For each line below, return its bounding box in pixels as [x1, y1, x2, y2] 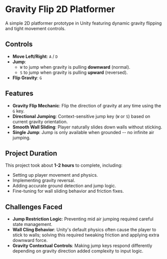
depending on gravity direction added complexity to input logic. [12, 248, 143, 254]
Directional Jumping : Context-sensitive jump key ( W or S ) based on [12, 113, 150, 119]
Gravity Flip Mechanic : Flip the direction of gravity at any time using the [12, 102, 161, 108]
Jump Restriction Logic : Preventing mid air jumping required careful [12, 216, 153, 222]
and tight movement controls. [5, 25, 66, 31]
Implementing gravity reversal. [12, 177, 75, 184]
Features [5, 89, 33, 98]
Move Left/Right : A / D [12, 53, 58, 59]
